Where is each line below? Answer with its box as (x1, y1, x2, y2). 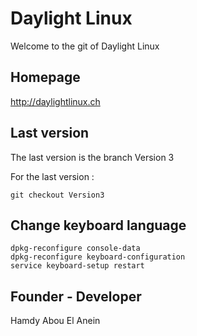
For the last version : (10, 170, 95, 182)
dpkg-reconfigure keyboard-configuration (10, 252, 186, 262)
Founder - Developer (10, 288, 142, 305)
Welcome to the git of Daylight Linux (10, 40, 160, 52)
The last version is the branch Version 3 (10, 151, 175, 163)
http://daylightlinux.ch (10, 95, 101, 107)
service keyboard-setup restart (10, 261, 145, 271)
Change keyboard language (10, 217, 187, 234)
